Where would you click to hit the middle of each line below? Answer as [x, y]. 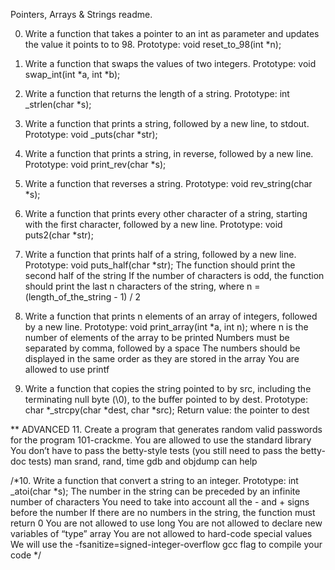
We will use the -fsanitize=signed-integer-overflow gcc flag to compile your [166, 544]
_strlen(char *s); [58, 104]
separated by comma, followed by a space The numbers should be [162, 348]
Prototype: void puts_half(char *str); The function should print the [160, 265]
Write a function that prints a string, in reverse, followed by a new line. [169, 153]
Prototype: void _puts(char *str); [91, 134]
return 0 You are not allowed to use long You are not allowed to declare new [166, 523]
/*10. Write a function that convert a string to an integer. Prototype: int [154, 480]
